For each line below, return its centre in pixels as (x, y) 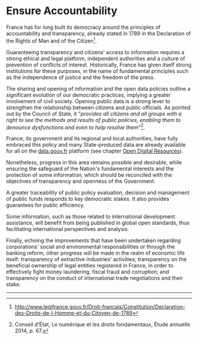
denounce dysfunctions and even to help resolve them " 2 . (76, 127)
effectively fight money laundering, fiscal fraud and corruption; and (88, 272)
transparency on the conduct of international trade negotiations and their (95, 278)
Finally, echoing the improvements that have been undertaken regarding (93, 240)
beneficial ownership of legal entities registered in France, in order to (90, 266)
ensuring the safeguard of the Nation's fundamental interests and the (90, 169)
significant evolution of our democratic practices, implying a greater (88, 95)
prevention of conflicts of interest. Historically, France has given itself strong (99, 65)
